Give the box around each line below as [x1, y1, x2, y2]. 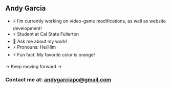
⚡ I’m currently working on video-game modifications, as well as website [12, 18, 166, 24]
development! [12, 25, 42, 31]
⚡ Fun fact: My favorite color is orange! [12, 51, 95, 57]
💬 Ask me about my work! [12, 38, 68, 44]
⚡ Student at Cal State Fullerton [12, 31, 79, 37]
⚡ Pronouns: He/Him [12, 44, 56, 50]
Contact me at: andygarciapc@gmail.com [5, 76, 112, 83]
